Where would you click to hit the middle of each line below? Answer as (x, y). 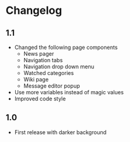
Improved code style (40, 98)
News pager (39, 54)
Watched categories (48, 73)
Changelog (34, 11)
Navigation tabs (43, 60)
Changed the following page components (66, 47)
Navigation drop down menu (59, 66)
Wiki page (36, 79)
